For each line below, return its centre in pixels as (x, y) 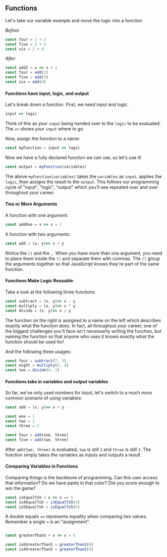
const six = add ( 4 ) (26, 82)
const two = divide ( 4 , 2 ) (32, 370)
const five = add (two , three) (37, 440)
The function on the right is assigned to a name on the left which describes (83, 320)
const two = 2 (20, 421)
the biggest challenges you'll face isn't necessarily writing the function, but (83, 331)
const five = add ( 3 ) (27, 77)
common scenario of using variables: (44, 398)
